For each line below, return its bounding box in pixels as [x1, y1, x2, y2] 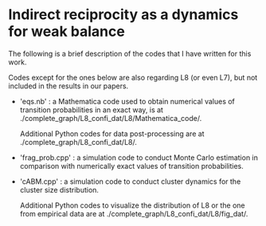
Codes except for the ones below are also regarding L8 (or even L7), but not [8, 72, 258, 82]
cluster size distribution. [19, 185, 100, 194]
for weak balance [8, 22, 125, 41]
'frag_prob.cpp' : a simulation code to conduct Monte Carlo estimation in [19, 153, 259, 162]
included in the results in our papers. [8, 81, 129, 91]
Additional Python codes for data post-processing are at [19, 129, 205, 138]
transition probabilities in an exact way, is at [19, 105, 163, 115]
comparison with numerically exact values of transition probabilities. [19, 161, 244, 170]
